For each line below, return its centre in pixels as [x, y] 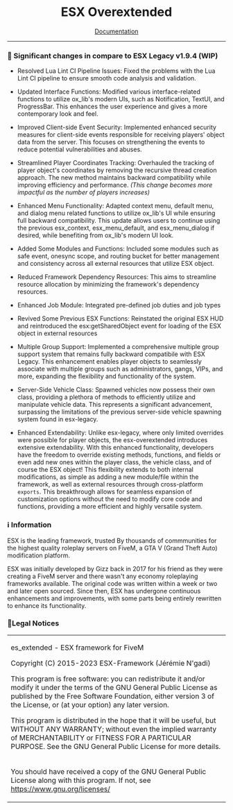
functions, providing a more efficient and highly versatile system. [110, 507]
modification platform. [39, 555]
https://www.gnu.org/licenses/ [61, 788]
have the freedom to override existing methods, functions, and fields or [119, 455]
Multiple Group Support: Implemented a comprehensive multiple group [118, 347]
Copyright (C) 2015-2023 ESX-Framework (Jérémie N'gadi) [111, 663]
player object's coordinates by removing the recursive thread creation [117, 170]
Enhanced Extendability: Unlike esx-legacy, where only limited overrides [120, 433]
